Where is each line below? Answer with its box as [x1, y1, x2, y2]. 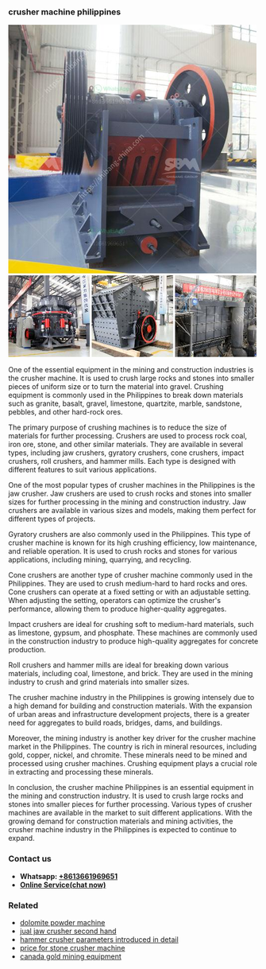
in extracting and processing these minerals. [8, 767, 154, 777]
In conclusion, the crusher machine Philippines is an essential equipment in [8, 783, 254, 792]
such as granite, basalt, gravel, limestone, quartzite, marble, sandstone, [8, 399, 242, 408]
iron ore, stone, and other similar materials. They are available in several [8, 440, 244, 449]
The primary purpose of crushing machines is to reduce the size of [8, 422, 228, 432]
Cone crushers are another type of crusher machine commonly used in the [8, 570, 253, 580]
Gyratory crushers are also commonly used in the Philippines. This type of [8, 530, 251, 539]
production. [8, 645, 46, 655]
